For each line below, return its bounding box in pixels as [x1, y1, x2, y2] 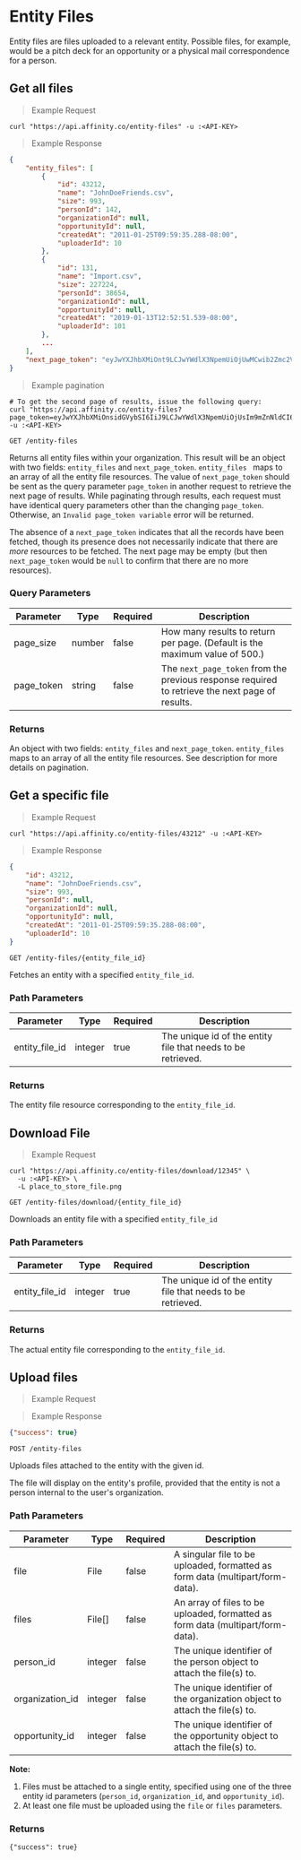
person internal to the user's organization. [9, 1487, 164, 1498]
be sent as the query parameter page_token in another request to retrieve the [9, 480, 292, 491]
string [71, 679, 97, 691]
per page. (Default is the [160, 636, 263, 649]
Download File [9, 1125, 91, 1140]
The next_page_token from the [160, 662, 288, 674]
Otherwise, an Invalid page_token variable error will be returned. [9, 509, 254, 520]
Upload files [9, 1370, 78, 1386]
